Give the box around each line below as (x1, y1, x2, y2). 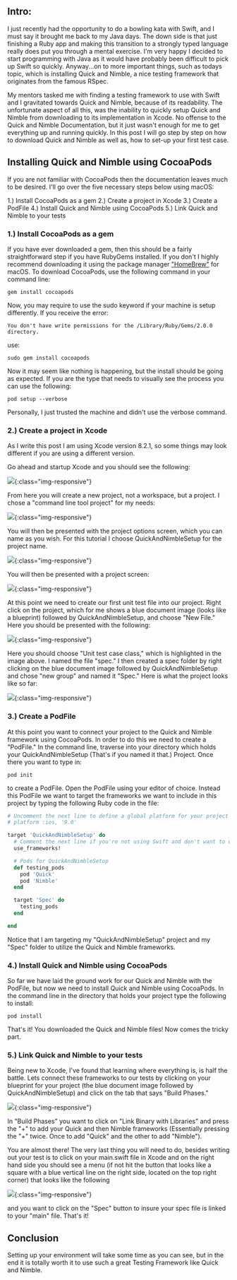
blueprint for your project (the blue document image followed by (7, 1081, 194, 1090)
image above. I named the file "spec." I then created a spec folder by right (7, 657, 222, 665)
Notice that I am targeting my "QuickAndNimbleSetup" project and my (7, 935, 210, 944)
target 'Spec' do (13, 897, 65, 904)
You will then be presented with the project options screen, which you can (7, 527, 223, 536)
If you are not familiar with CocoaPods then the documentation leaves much (7, 175, 228, 183)
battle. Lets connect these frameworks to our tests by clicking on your (7, 1074, 212, 1082)
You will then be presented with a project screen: (7, 570, 150, 579)
